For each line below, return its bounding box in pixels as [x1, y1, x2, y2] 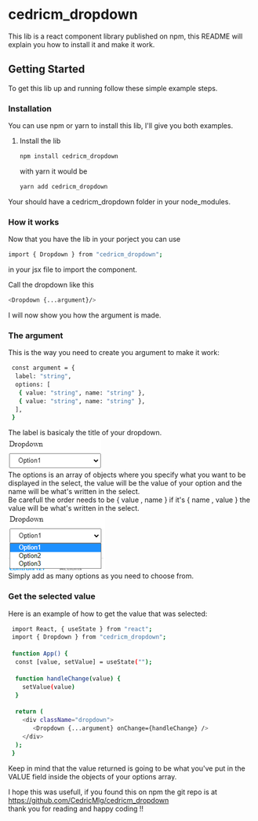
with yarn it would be [19, 167, 88, 176]
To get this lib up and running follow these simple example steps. [8, 83, 218, 93]
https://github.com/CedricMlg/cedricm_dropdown [8, 795, 169, 805]
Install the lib [19, 136, 61, 146]
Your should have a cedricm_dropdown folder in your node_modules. [8, 196, 231, 206]
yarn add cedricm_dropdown [19, 182, 108, 190]
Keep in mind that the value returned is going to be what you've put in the [8, 764, 245, 773]
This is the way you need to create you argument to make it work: [8, 348, 220, 357]
